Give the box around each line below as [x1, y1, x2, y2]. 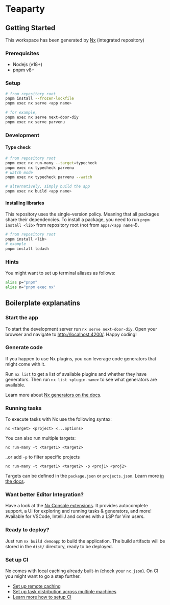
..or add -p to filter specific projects [5, 454, 80, 460]
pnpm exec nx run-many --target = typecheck [5, 160, 97, 165]
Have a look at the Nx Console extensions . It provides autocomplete [5, 503, 148, 509]
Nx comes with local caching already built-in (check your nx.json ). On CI [5, 568, 159, 574]
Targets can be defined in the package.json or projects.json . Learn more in [5, 473, 164, 479]
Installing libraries [5, 200, 44, 206]
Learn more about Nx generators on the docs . [5, 392, 102, 398]
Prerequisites [5, 50, 39, 57]
